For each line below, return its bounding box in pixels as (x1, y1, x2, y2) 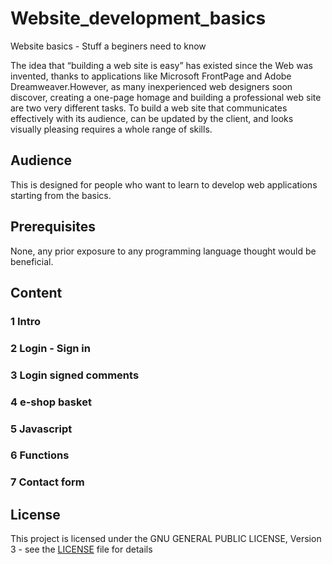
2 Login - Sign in (10, 341, 91, 355)
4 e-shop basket (10, 395, 92, 409)
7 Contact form (10, 475, 85, 489)
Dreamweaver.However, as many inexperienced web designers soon (10, 80, 293, 92)
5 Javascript (10, 422, 73, 436)
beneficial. (10, 255, 54, 267)
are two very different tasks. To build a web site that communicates (10, 102, 288, 114)
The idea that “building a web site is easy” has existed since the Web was (10, 59, 313, 71)
